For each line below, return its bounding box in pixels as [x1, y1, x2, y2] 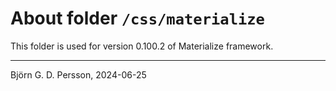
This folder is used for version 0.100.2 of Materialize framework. [10, 40, 274, 52]
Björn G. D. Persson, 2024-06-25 [10, 68, 147, 81]
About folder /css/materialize [10, 7, 265, 30]
